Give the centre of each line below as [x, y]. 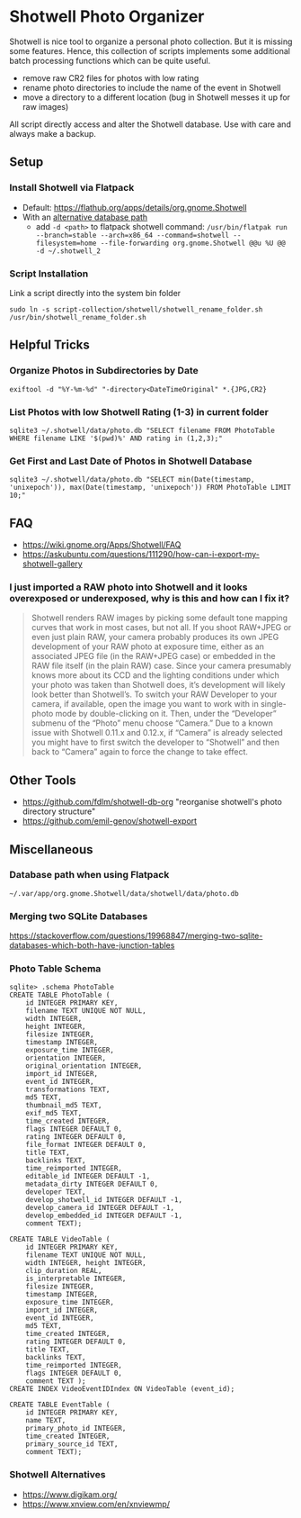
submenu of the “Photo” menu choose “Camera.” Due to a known [152, 723]
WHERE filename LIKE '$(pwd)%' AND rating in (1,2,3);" [116, 438]
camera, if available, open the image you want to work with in [145, 704]
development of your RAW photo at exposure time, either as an [148, 646]
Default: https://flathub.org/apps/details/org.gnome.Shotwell [134, 207]
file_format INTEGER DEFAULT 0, [86, 1145]
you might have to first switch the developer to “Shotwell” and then [155, 742]
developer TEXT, [56, 1192]
